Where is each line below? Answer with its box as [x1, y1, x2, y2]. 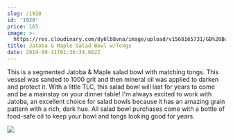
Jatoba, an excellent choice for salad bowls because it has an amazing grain [7, 97, 225, 105]
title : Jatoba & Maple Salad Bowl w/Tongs [7, 42, 132, 49]
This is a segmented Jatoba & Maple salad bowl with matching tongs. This [7, 67, 219, 76]
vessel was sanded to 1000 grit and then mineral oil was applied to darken [7, 75, 219, 83]
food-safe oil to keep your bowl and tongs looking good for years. [7, 112, 196, 120]
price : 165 [7, 23, 39, 30]
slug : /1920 [7, 10, 42, 17]
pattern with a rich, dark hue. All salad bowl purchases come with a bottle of [7, 105, 225, 113]
